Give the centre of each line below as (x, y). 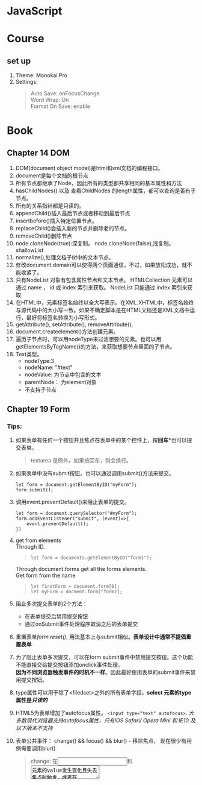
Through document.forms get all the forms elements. (81, 569)
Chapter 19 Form (38, 409)
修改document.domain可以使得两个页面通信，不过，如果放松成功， (99, 265)
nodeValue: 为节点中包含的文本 (63, 374)
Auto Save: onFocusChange (65, 93)
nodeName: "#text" (48, 367)
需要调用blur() (38, 748)
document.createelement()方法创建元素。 (67, 332)
